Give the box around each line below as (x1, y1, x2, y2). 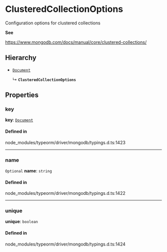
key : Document (5, 117, 33, 123)
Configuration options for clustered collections (5, 20, 101, 26)
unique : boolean (5, 219, 38, 225)
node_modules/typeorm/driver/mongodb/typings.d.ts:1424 (5, 241, 126, 247)
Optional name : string (5, 168, 52, 173)
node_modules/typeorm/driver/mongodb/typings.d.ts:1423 (5, 139, 126, 145)
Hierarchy (5, 54, 37, 62)
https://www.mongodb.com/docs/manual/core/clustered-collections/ (5, 39, 147, 45)
